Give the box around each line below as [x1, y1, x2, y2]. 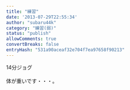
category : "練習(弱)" [6, 25, 56, 31]
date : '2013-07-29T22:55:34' [6, 14, 78, 20]
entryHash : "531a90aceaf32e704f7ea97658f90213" [6, 47, 125, 53]
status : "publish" [6, 31, 51, 36]
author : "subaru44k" [6, 19, 57, 25]
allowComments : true [6, 36, 57, 42]
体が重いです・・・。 [6, 77, 58, 84]
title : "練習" [6, 8, 39, 15]
